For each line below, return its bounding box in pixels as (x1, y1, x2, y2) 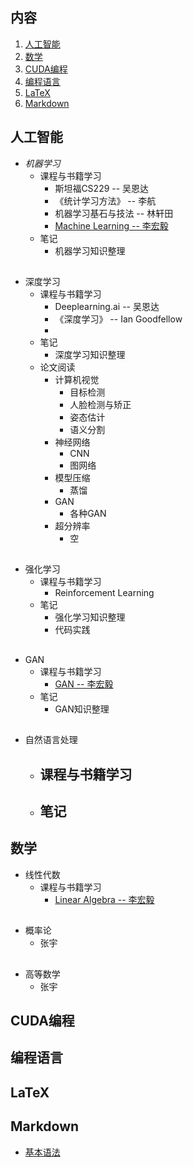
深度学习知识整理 (54, 349, 126, 361)
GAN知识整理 (54, 703, 110, 715)
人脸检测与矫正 (69, 399, 132, 411)
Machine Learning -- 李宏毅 (54, 219, 169, 232)
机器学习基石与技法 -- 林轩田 (54, 207, 174, 219)
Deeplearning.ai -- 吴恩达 (54, 301, 160, 313)
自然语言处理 (24, 734, 78, 746)
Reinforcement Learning (54, 587, 155, 599)
